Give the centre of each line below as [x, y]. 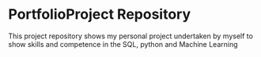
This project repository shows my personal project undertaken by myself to [130, 36]
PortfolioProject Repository [100, 14]
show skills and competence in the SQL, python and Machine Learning [123, 44]
